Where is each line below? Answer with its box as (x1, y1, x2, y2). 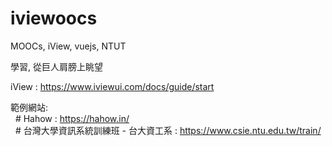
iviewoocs (10, 7, 98, 30)
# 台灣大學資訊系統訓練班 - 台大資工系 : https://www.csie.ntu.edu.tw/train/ (14, 124, 322, 136)
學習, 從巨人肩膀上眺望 (10, 60, 103, 72)
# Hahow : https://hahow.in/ (14, 112, 130, 124)
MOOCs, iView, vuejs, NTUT (10, 40, 127, 52)
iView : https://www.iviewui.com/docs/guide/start (10, 80, 215, 92)
